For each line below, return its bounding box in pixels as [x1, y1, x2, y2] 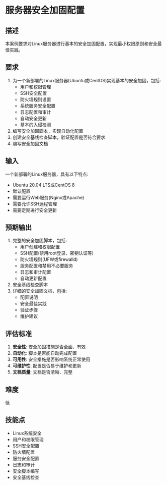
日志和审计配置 [20, 269, 51, 275]
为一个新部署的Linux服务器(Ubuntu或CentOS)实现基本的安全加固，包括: [12, 77, 161, 83]
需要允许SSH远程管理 [12, 200, 57, 207]
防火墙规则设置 [20, 96, 51, 102]
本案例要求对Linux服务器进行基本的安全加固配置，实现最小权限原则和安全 [5, 41, 157, 46]
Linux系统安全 [12, 430, 42, 436]
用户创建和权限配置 [20, 244, 60, 250]
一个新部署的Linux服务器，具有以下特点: [5, 171, 89, 177]
